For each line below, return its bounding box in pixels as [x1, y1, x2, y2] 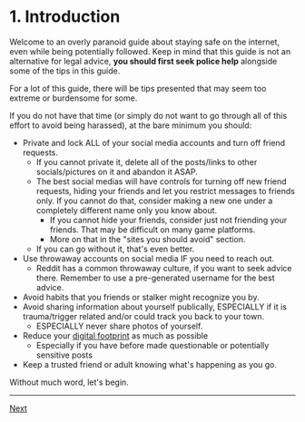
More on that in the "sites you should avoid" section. [49, 233, 246, 244]
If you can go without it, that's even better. [35, 243, 195, 254]
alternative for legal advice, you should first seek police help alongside [9, 55, 278, 66]
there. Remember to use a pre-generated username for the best [35, 272, 275, 283]
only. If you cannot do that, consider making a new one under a [35, 195, 273, 206]
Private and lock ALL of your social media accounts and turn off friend [22, 137, 286, 148]
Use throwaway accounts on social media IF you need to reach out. [22, 252, 275, 264]
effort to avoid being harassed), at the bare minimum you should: [9, 120, 252, 131]
